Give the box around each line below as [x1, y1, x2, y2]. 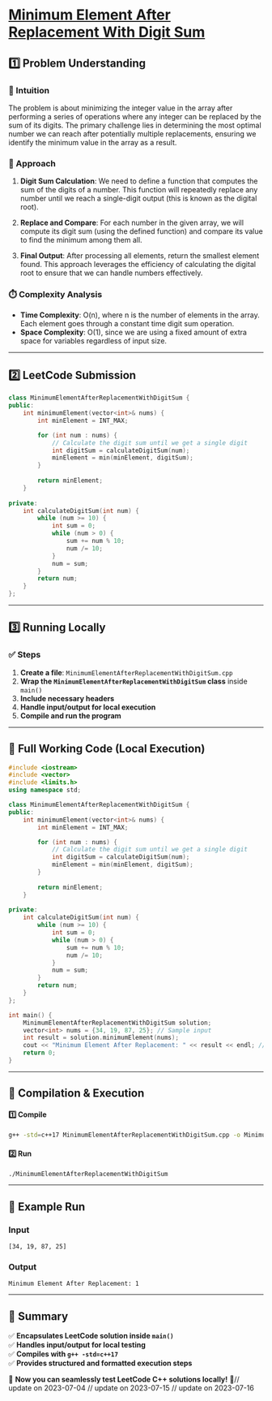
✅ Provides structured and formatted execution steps [8, 1358, 193, 1369]
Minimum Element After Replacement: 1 [8, 1280, 139, 1288]
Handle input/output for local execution [19, 702, 156, 712]
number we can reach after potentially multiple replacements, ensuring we [8, 128, 257, 139]
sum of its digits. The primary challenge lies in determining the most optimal [8, 120, 261, 130]
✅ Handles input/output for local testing [8, 1340, 146, 1350]
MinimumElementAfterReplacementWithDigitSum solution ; [23, 1019, 212, 1027]
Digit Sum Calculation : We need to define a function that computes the [19, 176, 258, 186]
